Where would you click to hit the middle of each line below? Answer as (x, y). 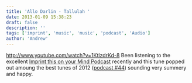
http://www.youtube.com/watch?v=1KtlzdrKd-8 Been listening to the (88, 55)
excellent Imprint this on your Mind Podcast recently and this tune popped (95, 61)
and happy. (20, 74)
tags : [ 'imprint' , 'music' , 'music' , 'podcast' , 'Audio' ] (78, 33)
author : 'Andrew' (27, 39)
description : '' (26, 28)
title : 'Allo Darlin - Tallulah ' (48, 11)
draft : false (22, 22)
